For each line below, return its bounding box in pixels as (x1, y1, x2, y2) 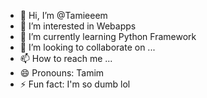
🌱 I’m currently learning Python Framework (19, 31, 197, 42)
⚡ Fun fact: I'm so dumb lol (19, 78, 131, 90)
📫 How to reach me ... (19, 53, 113, 64)
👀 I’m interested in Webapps (19, 20, 137, 32)
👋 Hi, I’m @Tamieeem (19, 10, 108, 21)
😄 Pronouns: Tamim (19, 67, 105, 79)
